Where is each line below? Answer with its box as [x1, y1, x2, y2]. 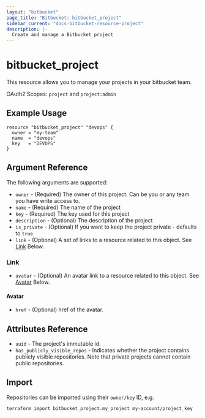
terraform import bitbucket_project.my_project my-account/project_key [6, 405, 193, 411]
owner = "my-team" [12, 129, 59, 135]
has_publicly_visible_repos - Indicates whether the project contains [15, 347, 190, 354]
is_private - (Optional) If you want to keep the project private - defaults [15, 223, 197, 230]
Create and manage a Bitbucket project [12, 32, 114, 38]
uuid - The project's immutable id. [15, 340, 101, 347]
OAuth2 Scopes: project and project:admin [6, 90, 116, 98]
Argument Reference [6, 162, 88, 173]
